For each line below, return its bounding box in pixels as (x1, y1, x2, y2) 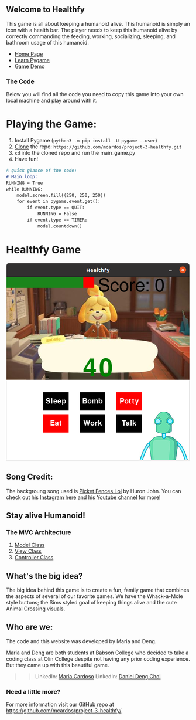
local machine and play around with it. (6, 97, 98, 104)
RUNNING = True (6, 180, 43, 186)
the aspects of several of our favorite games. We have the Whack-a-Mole (6, 593, 183, 600)
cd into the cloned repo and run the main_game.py (14, 150, 136, 157)
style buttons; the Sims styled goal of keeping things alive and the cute (6, 599, 177, 606)
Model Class (14, 542, 45, 549)
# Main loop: (6, 174, 38, 179)
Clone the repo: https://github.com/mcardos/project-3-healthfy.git (14, 143, 183, 150)
